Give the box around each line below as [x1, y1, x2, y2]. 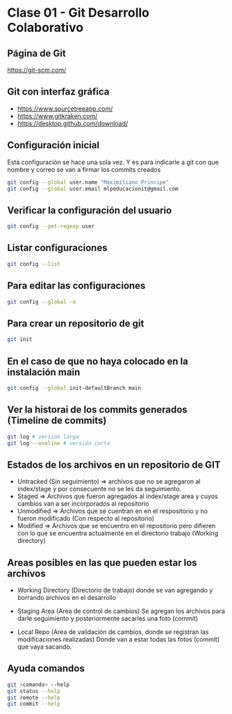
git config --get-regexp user [7, 223, 95, 230]
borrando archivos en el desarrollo [17, 594, 117, 601]
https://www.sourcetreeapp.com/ [17, 104, 113, 113]
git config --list [7, 260, 60, 267]
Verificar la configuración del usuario [7, 204, 172, 216]
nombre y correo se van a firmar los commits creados [7, 165, 161, 173]
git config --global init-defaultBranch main [7, 384, 141, 391]
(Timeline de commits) [7, 415, 107, 427]
